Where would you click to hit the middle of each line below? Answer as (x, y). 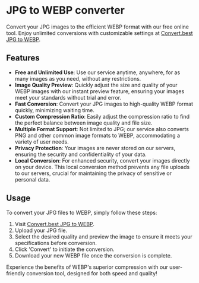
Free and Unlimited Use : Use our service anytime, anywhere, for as (97, 72)
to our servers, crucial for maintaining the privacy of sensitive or (93, 173)
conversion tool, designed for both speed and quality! (92, 273)
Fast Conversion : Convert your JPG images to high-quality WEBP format (104, 104)
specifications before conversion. (56, 243)
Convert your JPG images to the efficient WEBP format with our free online (97, 27)
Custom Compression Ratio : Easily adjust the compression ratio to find (102, 116)
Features (23, 58)
